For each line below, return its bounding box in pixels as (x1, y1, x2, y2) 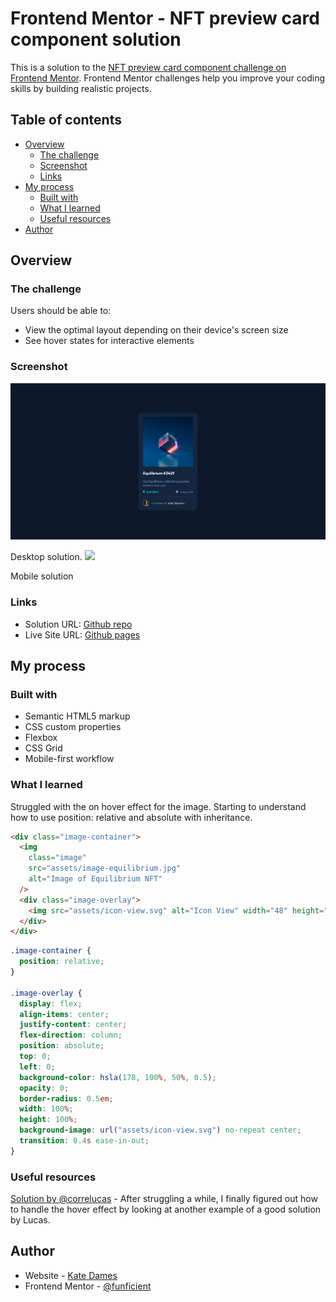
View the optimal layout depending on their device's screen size (24, 324, 289, 336)
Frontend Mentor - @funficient (24, 1280, 152, 1292)
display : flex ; (19, 998, 83, 1009)
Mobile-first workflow (24, 753, 115, 765)
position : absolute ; (19, 1041, 105, 1051)
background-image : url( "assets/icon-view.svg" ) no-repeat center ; (19, 1125, 302, 1136)
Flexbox (24, 732, 58, 744)
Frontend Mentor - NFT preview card (10, 7, 320, 30)
